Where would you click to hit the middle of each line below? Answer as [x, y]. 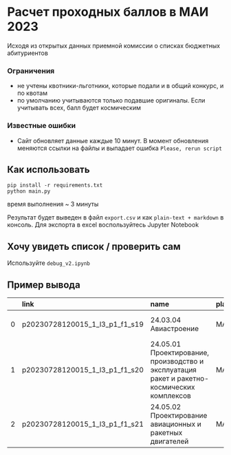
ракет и [163, 378]
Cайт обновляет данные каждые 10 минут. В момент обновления [113, 140]
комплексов [170, 395]
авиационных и [176, 424]
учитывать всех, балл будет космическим [79, 108]
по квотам [32, 93]
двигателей [169, 441]
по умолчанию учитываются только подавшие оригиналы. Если [111, 100]
